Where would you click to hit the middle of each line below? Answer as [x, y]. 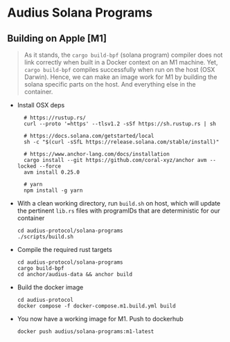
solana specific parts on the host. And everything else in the [110, 84]
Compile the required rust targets [64, 250]
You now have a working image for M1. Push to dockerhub [100, 319]
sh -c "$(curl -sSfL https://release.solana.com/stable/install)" [122, 142]
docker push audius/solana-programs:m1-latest [86, 332]
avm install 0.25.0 [52, 172]
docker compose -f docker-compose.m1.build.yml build [96, 306]
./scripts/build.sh [45, 237]
